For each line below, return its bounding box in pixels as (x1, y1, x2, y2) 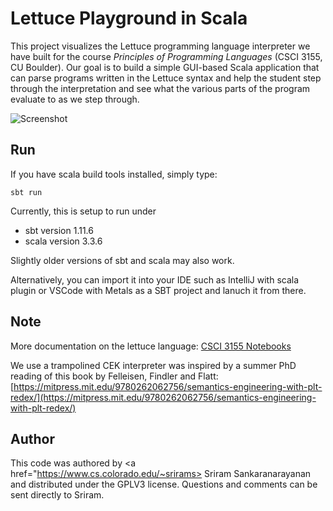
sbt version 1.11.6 (24, 224, 94, 236)
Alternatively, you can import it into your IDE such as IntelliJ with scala (10, 273, 300, 286)
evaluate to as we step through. (10, 93, 140, 105)
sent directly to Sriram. (10, 489, 105, 501)
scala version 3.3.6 (24, 235, 103, 247)
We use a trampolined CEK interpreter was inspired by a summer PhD (10, 359, 297, 371)
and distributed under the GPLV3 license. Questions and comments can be (10, 478, 318, 491)
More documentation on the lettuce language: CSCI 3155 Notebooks (10, 340, 292, 352)
